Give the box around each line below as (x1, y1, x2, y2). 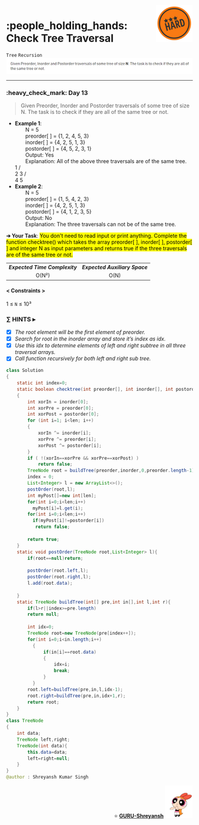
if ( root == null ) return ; (27, 555, 84, 561)
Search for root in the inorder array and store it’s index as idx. (14, 335, 166, 342)
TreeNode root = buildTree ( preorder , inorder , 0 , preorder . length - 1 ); (27, 467, 197, 474)
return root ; (27, 699, 60, 705)
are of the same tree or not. (6, 251, 73, 259)
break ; (53, 668, 70, 674)
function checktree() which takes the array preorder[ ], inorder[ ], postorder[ (6, 238, 192, 246)
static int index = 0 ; (17, 380, 68, 386)
